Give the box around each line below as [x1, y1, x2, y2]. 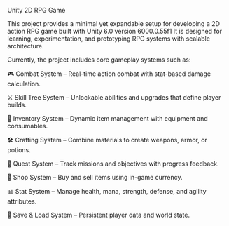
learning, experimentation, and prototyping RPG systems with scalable [7, 34, 210, 43]
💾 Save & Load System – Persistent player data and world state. [7, 211, 190, 219]
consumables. [7, 122, 48, 130]
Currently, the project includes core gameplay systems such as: [7, 55, 191, 64]
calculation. [7, 80, 41, 88]
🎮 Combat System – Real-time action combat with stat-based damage [7, 69, 211, 78]
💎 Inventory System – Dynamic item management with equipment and [7, 114, 208, 122]
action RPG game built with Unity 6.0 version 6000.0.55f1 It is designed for [7, 27, 223, 35]
